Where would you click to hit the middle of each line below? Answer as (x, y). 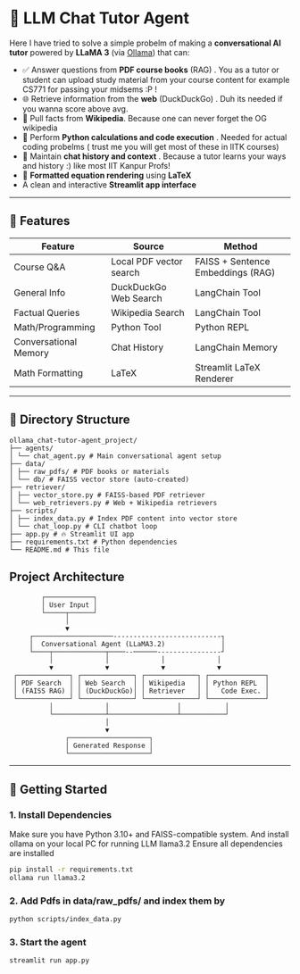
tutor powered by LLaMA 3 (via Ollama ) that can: (100, 52)
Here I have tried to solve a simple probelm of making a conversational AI (145, 43)
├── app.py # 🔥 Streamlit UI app (72, 534)
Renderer (214, 379)
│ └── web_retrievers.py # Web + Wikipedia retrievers (113, 503)
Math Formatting (48, 372)
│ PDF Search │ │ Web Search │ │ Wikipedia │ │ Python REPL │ (141, 683)
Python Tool (136, 327)
